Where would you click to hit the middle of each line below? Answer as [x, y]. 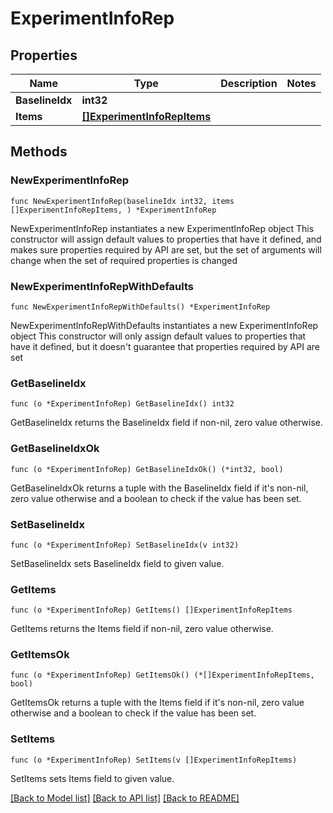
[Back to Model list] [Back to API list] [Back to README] [125, 798]
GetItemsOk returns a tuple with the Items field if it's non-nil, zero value [157, 703]
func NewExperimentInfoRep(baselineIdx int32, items [122, 201]
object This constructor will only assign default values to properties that [158, 336]
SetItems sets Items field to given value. [92, 778]
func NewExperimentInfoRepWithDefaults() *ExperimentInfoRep [140, 307]
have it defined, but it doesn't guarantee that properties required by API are [165, 346]
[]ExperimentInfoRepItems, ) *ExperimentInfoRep [113, 210]
